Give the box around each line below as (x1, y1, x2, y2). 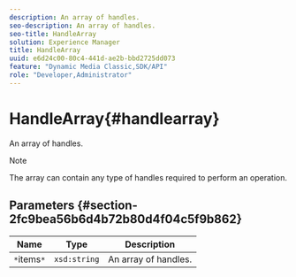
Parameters (9, 198, 75, 213)
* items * (13, 253, 46, 265)
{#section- (76, 198, 139, 213)
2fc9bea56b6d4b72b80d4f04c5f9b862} (9, 212, 243, 227)
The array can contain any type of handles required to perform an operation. (9, 172, 287, 182)
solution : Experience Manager (9, 37, 121, 47)
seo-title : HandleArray (9, 29, 97, 38)
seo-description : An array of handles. (9, 21, 156, 30)
